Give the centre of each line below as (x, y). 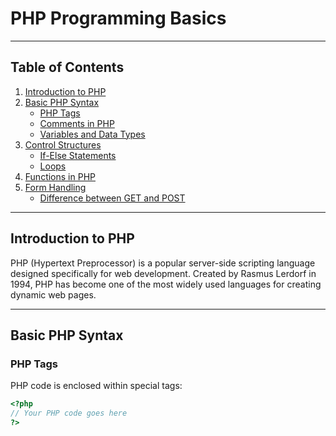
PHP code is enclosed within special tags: (96, 386)
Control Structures (63, 144)
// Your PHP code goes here (69, 413)
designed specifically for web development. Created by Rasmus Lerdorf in (163, 273)
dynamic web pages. (53, 294)
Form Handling (55, 187)
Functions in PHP (60, 176)
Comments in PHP (77, 123)
